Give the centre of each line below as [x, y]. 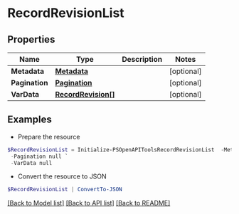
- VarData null [31, 163]
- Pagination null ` [39, 156]
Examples [30, 120]
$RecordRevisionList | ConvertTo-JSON [65, 190]
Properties [31, 39]
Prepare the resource [49, 137]
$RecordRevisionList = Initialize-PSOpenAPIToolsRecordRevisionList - [116, 150]
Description [142, 59]
